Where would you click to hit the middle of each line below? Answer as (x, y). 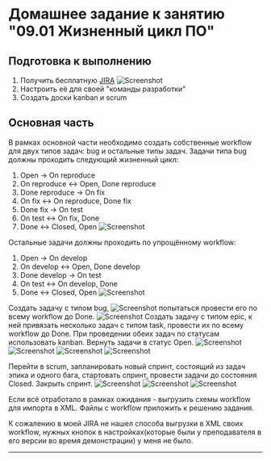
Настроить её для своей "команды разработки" (103, 89)
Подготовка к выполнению (80, 61)
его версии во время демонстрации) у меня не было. (101, 440)
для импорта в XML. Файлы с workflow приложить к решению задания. (131, 408)
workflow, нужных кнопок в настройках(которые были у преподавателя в (135, 432)
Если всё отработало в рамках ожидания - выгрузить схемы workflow (130, 399)
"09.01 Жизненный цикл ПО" (112, 31)
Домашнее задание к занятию (117, 14)
